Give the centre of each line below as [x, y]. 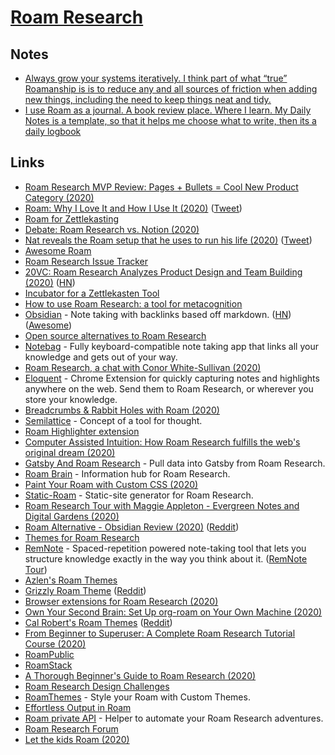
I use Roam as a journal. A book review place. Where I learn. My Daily [168, 110]
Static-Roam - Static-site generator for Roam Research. [139, 495]
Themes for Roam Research [82, 537]
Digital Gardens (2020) [72, 516]
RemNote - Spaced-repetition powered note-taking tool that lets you [165, 548]
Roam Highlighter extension [82, 431]
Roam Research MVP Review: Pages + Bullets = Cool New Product [161, 187]
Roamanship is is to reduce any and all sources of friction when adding [171, 89]
